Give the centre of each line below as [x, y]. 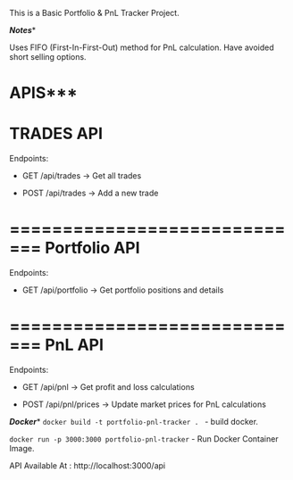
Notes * [23, 30]
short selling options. [48, 57]
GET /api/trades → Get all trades [82, 176]
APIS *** [43, 93]
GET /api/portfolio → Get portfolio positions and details [123, 290]
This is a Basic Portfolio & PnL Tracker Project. [95, 13]
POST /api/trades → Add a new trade [90, 193]
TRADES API [56, 134]
